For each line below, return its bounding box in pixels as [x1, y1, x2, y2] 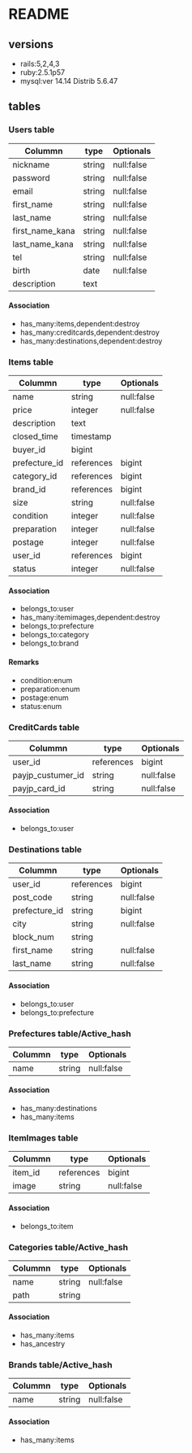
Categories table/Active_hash [8, 1241, 129, 1253]
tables [8, 99, 41, 114]
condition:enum [19, 675, 73, 685]
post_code [12, 892, 53, 904]
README [8, 5, 70, 24]
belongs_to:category [19, 630, 89, 640]
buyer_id [12, 444, 46, 456]
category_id [12, 470, 58, 482]
